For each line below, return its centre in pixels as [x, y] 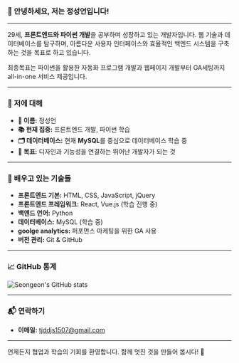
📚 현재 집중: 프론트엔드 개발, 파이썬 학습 [74, 129]
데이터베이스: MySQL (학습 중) [60, 221]
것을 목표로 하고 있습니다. [55, 53]
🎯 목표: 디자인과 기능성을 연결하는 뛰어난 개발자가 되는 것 [96, 152]
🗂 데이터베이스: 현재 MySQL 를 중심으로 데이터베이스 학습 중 [102, 140]
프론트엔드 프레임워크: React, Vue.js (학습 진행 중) [87, 204]
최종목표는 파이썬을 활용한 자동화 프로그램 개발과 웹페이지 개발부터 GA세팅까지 [116, 68]
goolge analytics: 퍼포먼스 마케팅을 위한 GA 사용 [87, 231]
